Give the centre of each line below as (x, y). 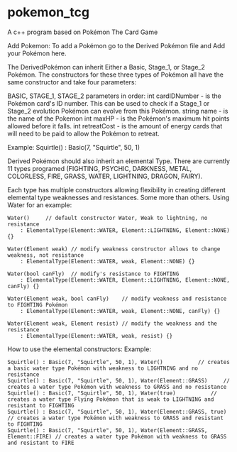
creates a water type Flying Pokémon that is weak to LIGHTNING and (111, 399)
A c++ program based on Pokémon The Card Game (83, 32)
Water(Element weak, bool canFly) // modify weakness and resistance (117, 299)
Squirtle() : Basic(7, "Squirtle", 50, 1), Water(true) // (112, 393)
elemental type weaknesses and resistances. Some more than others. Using (118, 197)
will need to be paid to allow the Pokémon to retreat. (83, 133)
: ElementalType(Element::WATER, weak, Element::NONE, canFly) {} (120, 311)
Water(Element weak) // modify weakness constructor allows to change (114, 249)
